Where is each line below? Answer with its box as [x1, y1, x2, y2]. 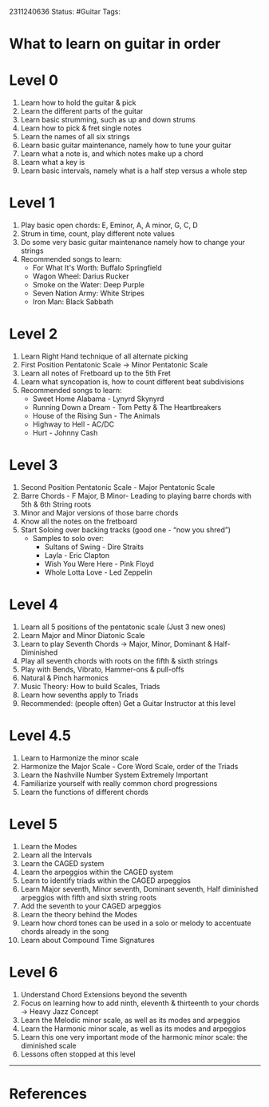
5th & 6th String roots [20, 499, 92, 509]
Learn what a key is [20, 158, 85, 167]
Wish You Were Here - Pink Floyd [44, 559, 154, 568]
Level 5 [9, 816, 58, 833]
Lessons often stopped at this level [20, 1049, 136, 1059]
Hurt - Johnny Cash [32, 428, 98, 437]
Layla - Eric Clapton [44, 550, 110, 560]
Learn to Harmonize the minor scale [20, 752, 139, 763]
